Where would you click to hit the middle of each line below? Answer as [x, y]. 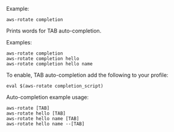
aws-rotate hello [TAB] [36, 113]
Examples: [19, 42]
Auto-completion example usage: [48, 97]
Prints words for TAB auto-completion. [54, 31]
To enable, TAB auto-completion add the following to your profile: [87, 75]
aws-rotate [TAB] [28, 108]
